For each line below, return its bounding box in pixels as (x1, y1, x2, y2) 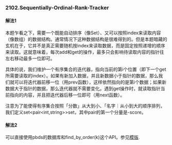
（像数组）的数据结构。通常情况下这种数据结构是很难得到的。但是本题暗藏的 (5, 36, 167, 43)
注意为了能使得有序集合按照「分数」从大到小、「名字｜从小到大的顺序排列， (5, 103, 165, 109)
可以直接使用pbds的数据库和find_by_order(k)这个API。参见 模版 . (5, 134, 140, 140)
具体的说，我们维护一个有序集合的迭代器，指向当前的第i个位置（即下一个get (5, 66, 166, 73)
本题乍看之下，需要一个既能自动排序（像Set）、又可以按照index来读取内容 (5, 30, 161, 36)
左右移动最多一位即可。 (5, 55, 55, 61)
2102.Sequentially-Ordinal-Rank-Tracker (5, 4, 109, 11)
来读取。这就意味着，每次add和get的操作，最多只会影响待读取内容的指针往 (5, 49, 164, 55)
